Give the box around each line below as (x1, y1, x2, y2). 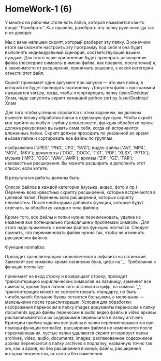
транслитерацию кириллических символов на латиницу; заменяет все (5, 278, 151, 284)
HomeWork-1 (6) (5, 3, 73, 15)
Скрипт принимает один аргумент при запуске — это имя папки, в (5, 79, 144, 85)
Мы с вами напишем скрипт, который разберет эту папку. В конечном (5, 39, 151, 45)
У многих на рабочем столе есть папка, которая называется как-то (5, 19, 145, 25)
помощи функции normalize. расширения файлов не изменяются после (5, 325, 152, 330)
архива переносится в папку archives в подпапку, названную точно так (5, 340, 153, 346)
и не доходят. (5, 30, 33, 35)
